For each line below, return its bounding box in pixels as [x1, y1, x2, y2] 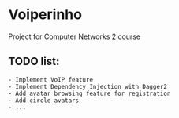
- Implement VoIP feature [8, 75, 93, 84]
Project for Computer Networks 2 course [8, 32, 140, 41]
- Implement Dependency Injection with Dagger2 [8, 82, 168, 90]
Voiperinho [8, 6, 83, 24]
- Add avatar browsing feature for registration [8, 89, 171, 97]
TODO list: [8, 55, 60, 68]
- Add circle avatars [8, 97, 80, 105]
